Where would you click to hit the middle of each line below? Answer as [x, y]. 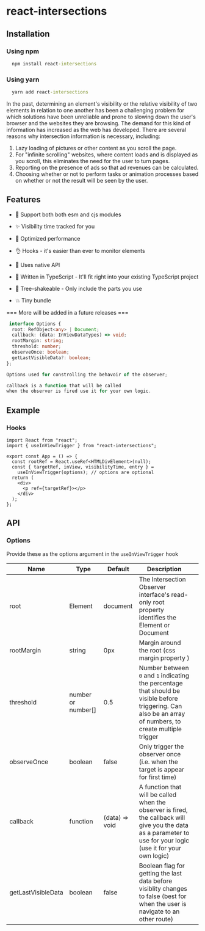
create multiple [160, 729]
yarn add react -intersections [50, 92]
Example [23, 410]
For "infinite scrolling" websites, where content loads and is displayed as [106, 155]
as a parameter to [164, 833]
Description [164, 569]
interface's [154, 594]
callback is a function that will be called [64, 385]
